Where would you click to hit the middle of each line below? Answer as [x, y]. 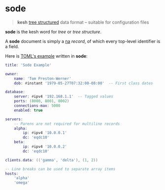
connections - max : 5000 [37, 106]
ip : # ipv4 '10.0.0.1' [45, 133]
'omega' [22, 183]
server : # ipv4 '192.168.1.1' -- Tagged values [64, 96]
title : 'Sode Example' [28, 65]
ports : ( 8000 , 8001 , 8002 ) [42, 101]
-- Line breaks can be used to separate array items [60, 169]
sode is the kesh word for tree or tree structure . [53, 32]
